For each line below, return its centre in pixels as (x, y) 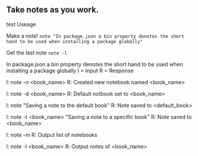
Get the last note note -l (37, 53)
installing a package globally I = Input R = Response (70, 71)
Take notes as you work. (53, 10)
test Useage (21, 24)
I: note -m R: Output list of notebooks (52, 134)
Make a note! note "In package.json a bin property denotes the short (95, 36)
